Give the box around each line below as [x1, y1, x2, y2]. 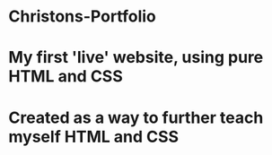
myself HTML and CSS [8, 126, 180, 147]
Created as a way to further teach [8, 108, 264, 127]
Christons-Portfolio [8, 6, 156, 27]
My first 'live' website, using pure [8, 47, 264, 68]
